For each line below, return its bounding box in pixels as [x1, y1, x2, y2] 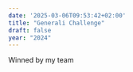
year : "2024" [8, 33, 52, 42]
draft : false [8, 26, 52, 34]
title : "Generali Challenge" [8, 19, 105, 27]
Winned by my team [8, 55, 74, 65]
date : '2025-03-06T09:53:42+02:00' [8, 11, 127, 20]
